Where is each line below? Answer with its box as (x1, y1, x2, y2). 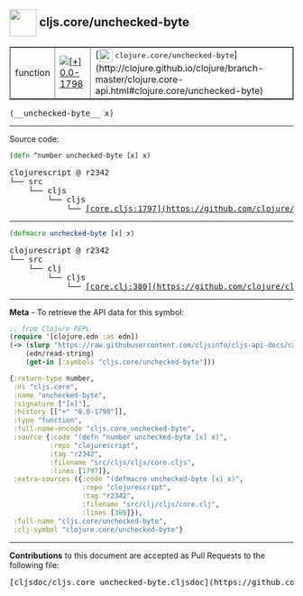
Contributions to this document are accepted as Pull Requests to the (9, 550, 266, 561)
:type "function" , (13, 416, 83, 425)
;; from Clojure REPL (9, 324, 91, 333)
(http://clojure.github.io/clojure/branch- (95, 61, 264, 74)
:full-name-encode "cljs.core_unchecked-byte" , (13, 424, 196, 433)
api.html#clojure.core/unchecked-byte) (95, 84, 264, 97)
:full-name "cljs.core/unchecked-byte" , (13, 517, 168, 526)
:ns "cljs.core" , (13, 382, 78, 391)
